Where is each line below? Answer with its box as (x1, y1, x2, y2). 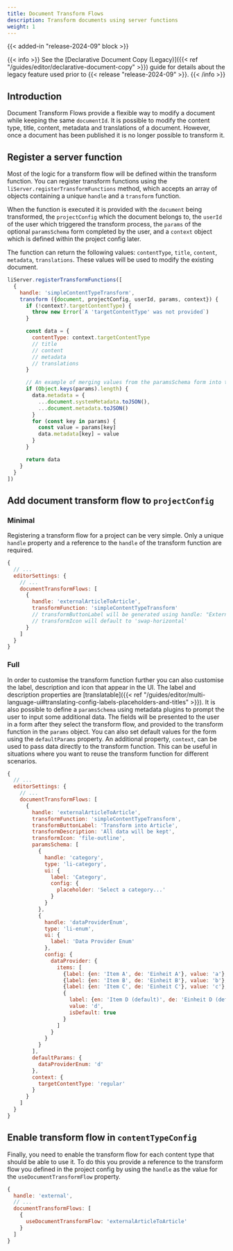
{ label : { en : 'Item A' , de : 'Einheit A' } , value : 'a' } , (62, 970, 228, 977)
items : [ (56, 963, 82, 971)
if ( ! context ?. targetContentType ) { (25, 302, 132, 309)
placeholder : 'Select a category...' (56, 886, 166, 893)
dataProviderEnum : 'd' (37, 1061, 104, 1068)
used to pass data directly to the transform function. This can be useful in (7, 742, 217, 750)
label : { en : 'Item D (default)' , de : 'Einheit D (69, 996, 213, 1004)
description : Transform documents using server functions (7, 17, 178, 24)
